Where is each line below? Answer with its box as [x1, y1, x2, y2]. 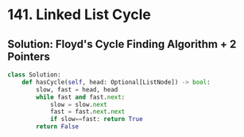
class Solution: [7, 71, 61, 79]
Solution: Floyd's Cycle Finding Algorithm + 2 [7, 37, 237, 51]
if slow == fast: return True [49, 115, 144, 123]
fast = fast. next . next [49, 108, 126, 116]
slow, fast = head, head [36, 85, 118, 93]
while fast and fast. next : [36, 93, 126, 101]
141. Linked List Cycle [7, 6, 152, 24]
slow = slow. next [49, 100, 108, 108]
